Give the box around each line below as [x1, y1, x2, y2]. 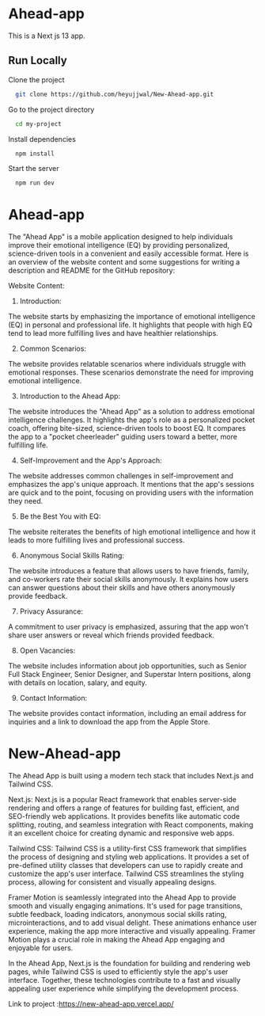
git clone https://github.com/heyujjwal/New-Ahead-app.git [15, 90, 214, 98]
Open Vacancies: [19, 646, 76, 656]
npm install [15, 150, 55, 158]
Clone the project [8, 74, 65, 84]
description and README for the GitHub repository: [8, 266, 176, 276]
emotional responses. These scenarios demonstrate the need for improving [8, 367, 254, 377]
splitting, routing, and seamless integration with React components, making [8, 820, 254, 830]
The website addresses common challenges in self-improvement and [8, 471, 233, 481]
